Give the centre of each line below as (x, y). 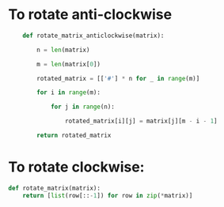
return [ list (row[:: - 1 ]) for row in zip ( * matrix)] (108, 195)
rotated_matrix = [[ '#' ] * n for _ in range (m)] (118, 78)
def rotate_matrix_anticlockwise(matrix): (93, 36)
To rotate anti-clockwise (90, 15)
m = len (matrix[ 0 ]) (69, 64)
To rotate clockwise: (76, 167)
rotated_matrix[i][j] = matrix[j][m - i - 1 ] (141, 121)
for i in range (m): (69, 92)
